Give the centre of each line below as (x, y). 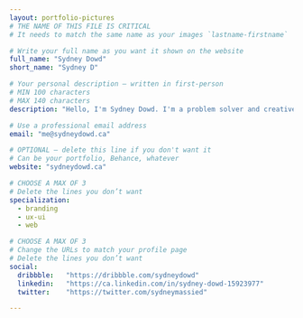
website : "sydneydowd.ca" (58, 167)
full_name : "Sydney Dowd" (58, 60)
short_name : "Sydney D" (54, 68)
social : (24, 267)
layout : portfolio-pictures (62, 18)
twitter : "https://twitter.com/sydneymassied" (112, 292)
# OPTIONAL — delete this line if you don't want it (110, 150)
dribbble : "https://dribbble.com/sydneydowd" (109, 275)
